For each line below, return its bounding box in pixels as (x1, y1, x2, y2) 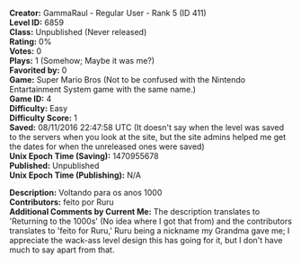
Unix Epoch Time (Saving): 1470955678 (9, 151, 159, 161)
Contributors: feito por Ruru (9, 197, 114, 207)
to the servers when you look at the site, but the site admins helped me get (9, 132, 287, 142)
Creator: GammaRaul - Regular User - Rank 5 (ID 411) (9, 8, 207, 18)
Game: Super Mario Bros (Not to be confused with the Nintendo (9, 75, 245, 84)
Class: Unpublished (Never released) (9, 27, 147, 37)
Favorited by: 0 (9, 65, 67, 75)
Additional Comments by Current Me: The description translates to (9, 207, 261, 216)
